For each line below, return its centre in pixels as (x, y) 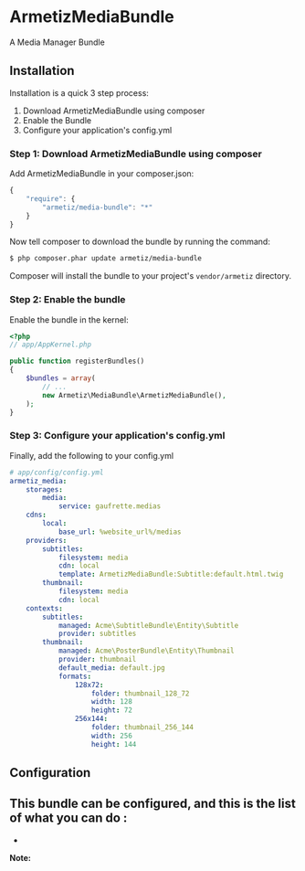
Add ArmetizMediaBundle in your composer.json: (102, 174)
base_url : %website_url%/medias (120, 532)
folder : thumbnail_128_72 (140, 693)
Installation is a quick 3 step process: (79, 92)
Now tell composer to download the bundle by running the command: (140, 242)
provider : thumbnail (97, 660)
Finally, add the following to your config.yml (92, 455)
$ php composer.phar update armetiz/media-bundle (106, 259)
